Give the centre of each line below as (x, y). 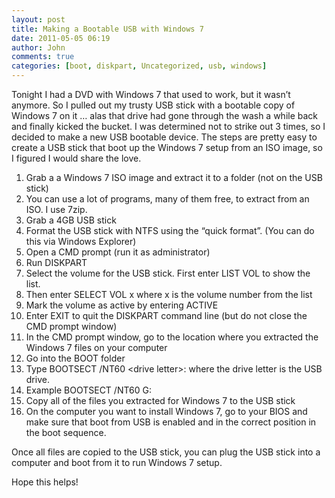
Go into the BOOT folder (75, 358)
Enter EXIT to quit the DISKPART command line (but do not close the (166, 315)
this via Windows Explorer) (81, 241)
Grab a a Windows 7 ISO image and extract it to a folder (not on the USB (174, 177)
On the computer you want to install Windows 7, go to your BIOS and (166, 411)
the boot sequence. (66, 432)
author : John (38, 47)
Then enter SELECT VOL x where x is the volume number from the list (169, 294)
